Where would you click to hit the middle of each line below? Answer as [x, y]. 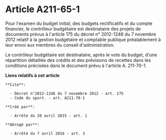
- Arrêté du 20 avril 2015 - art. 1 [48, 116]
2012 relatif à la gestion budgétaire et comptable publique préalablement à [83, 40]
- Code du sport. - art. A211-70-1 [47, 98]
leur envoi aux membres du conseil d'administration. [60, 45]
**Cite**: [16, 85]
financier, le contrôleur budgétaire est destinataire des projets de [73, 28]
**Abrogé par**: [22, 125]
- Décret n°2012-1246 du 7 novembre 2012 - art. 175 [67, 93]
